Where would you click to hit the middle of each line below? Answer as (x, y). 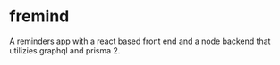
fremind (39, 16)
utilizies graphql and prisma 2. (65, 50)
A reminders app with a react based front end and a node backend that (140, 41)
